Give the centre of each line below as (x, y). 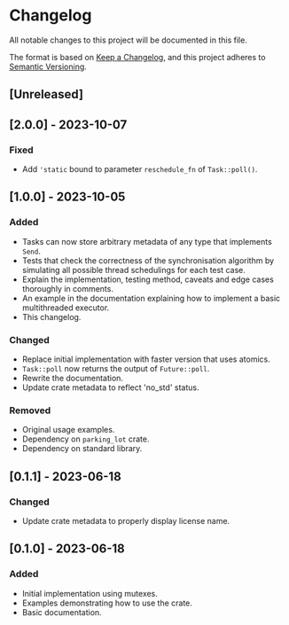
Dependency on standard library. (82, 449)
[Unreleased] (47, 94)
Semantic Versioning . (48, 66)
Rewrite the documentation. (73, 378)
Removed (30, 410)
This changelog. (51, 316)
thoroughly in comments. (67, 288)
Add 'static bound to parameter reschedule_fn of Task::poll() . (140, 169)
